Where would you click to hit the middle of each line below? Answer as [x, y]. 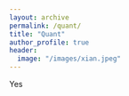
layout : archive [39, 17]
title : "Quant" [37, 34]
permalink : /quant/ [45, 26]
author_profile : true [49, 42]
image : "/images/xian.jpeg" [69, 59]
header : [24, 51]
